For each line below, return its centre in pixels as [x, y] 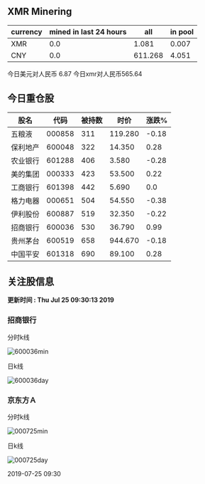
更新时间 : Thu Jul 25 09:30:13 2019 [61, 300]
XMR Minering [40, 12]
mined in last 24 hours [88, 31]
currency [27, 31]
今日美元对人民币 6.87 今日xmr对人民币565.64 [75, 73]
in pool [182, 31]
